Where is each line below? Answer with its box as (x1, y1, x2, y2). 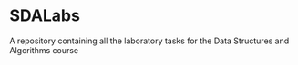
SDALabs (9, 5, 80, 26)
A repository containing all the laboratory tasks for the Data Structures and (9, 35, 290, 46)
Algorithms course (9, 44, 79, 55)
